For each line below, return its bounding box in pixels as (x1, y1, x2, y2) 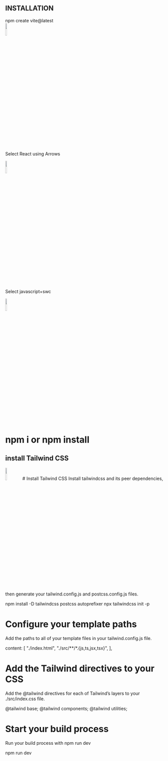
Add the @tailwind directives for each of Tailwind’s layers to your (5, 690, 140, 696)
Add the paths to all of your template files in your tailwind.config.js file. (5, 635, 152, 641)
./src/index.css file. (5, 696, 45, 702)
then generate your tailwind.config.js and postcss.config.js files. (5, 591, 139, 597)
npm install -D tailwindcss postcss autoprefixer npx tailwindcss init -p (5, 600, 150, 607)
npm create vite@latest (5, 17, 53, 23)
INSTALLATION (5, 4, 54, 13)
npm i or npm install (5, 434, 90, 445)
